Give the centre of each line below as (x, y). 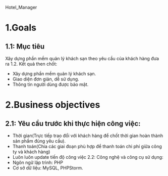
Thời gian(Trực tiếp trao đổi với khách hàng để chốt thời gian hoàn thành (88, 136)
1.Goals (21, 28)
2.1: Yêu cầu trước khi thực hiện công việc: (73, 123)
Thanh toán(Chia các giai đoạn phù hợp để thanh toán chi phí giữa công (87, 146)
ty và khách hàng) (31, 152)
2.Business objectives (53, 105)
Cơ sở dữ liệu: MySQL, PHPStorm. (48, 168)
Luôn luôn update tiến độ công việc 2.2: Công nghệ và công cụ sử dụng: (88, 157)
